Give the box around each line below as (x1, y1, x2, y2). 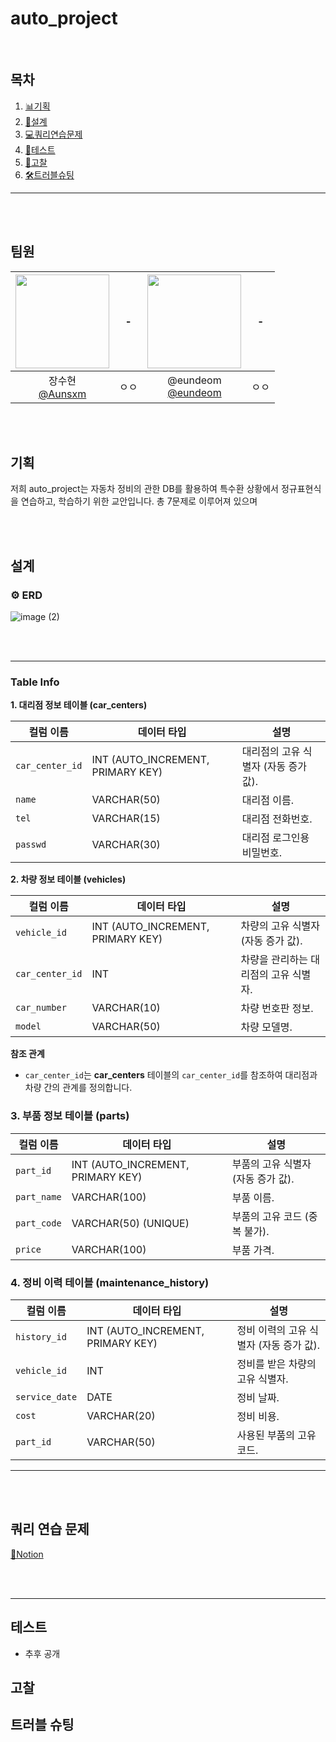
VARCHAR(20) (86, 1408, 156, 1422)
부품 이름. (231, 1190, 275, 1204)
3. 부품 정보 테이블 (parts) (10, 1109, 130, 1123)
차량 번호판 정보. (240, 1002, 314, 1016)
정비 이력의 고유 (236, 1323, 308, 1337)
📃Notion (10, 1548, 44, 1560)
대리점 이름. (241, 793, 295, 807)
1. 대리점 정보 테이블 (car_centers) (10, 699, 148, 711)
